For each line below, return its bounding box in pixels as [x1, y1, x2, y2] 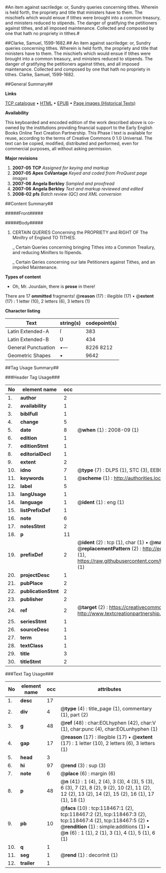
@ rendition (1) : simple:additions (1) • [60, 823, 150, 830]
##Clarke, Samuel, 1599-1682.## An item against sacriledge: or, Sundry [5, 40, 151, 46]
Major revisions [5, 155, 38, 161]
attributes [97, 686, 122, 693]
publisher [20, 596, 43, 603]
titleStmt [20, 658, 41, 665]
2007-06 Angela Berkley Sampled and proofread [12, 180, 115, 186]
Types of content [5, 274, 41, 280]
